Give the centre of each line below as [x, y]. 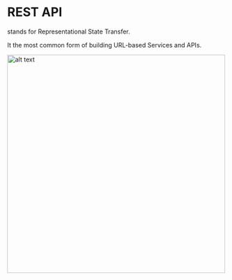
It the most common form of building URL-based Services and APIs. [105, 45]
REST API [35, 12]
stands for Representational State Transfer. [69, 31]
